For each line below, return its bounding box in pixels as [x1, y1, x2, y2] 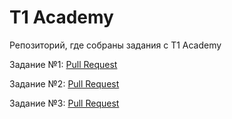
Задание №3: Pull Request [9, 97, 120, 109]
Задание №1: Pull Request [9, 58, 118, 70]
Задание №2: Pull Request [9, 77, 120, 90]
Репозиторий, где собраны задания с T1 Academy [9, 39, 222, 51]
